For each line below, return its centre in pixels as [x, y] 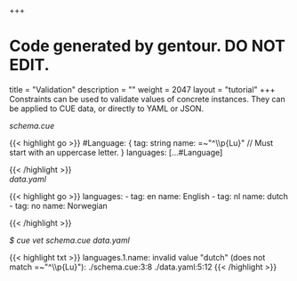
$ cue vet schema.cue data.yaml [70, 240]
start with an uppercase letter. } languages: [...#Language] [116, 152]
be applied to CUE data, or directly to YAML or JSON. [107, 108]
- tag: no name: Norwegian [59, 205]
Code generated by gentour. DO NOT [148, 46]
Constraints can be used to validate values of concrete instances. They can [148, 99]
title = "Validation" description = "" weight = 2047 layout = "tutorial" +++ [142, 89]
